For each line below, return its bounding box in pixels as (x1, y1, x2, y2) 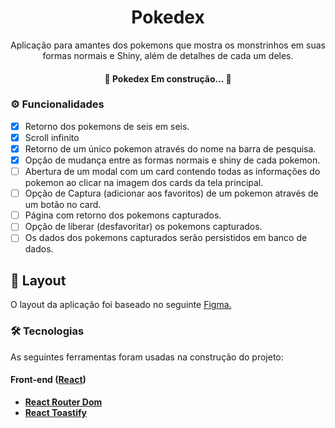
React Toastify (24, 406, 87, 418)
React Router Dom (24, 396, 103, 408)
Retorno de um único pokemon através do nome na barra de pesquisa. (24, 142, 317, 155)
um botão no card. (24, 199, 102, 211)
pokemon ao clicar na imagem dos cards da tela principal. (24, 177, 264, 189)
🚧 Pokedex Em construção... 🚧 (104, 72, 232, 85)
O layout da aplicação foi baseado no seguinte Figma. (10, 299, 232, 311)
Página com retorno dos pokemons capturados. (24, 209, 222, 221)
